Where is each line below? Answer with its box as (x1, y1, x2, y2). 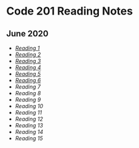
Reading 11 (15, 109, 42, 116)
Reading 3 (15, 58, 41, 64)
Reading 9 (15, 96, 41, 103)
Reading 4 (15, 64, 41, 71)
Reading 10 (15, 103, 44, 110)
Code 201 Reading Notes (6, 4, 134, 18)
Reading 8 (15, 90, 41, 96)
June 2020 (6, 29, 49, 39)
